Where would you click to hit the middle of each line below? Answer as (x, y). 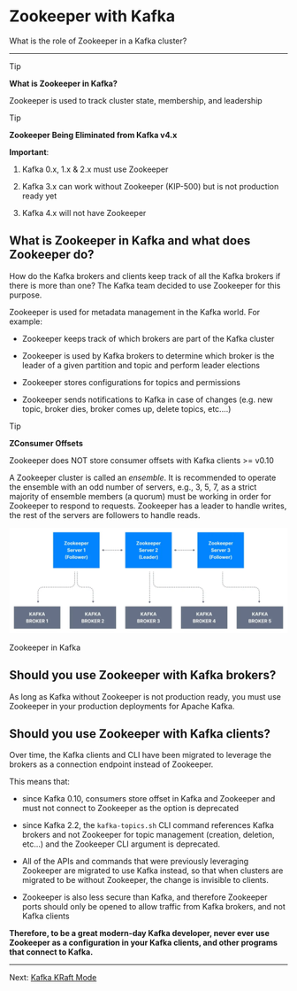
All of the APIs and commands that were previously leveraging (135, 862)
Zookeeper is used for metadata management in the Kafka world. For (135, 312)
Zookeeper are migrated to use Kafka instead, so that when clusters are (152, 871)
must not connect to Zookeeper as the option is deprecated (130, 809)
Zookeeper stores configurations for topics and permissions (131, 382)
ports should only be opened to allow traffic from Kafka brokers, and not (153, 907)
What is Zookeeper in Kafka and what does (130, 241)
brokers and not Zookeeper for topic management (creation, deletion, (148, 835)
